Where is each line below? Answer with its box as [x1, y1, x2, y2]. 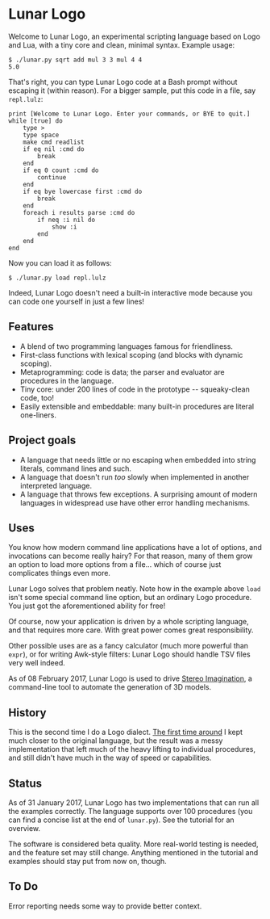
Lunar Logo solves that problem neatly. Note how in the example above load [8, 584, 261, 594]
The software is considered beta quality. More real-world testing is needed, [8, 839, 260, 849]
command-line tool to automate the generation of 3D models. [8, 682, 212, 692]
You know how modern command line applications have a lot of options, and [8, 543, 262, 552]
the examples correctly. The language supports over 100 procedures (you [8, 807, 253, 816]
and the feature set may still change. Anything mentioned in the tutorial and [8, 848, 259, 857]
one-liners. [19, 409, 56, 420]
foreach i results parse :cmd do [23, 208, 135, 216]
